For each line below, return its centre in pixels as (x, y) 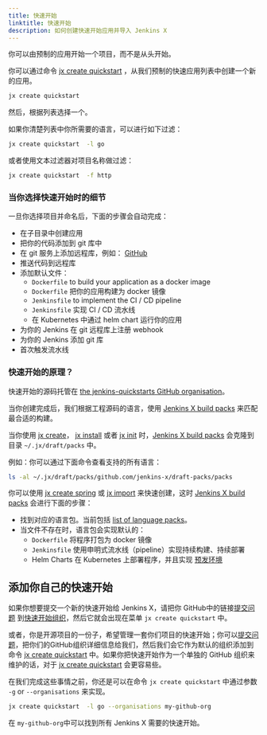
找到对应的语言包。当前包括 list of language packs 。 (106, 520)
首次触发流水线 (44, 350)
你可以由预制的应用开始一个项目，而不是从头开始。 (92, 54)
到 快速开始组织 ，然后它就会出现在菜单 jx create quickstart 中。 (124, 618)
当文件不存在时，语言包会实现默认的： (82, 530)
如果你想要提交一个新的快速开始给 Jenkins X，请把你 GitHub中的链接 (121, 608)
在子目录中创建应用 (51, 233)
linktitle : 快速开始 (40, 23)
